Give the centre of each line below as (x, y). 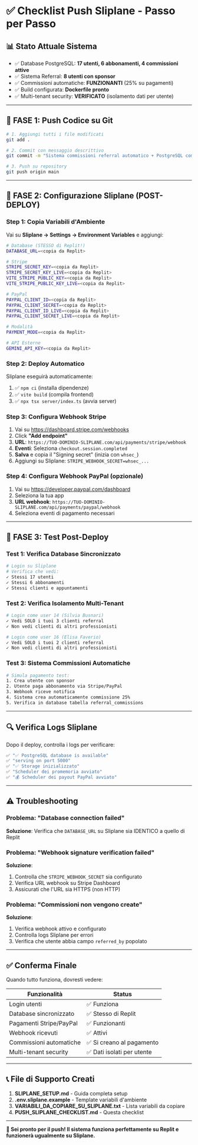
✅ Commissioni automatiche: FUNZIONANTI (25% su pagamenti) (94, 83)
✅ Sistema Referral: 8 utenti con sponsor (65, 76)
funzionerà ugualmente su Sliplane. (51, 1135)
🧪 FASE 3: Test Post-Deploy (57, 537)
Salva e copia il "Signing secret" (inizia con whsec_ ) (77, 455)
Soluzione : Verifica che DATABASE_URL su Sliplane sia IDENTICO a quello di (95, 831)
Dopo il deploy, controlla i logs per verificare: (60, 744)
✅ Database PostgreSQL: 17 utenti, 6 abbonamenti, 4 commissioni (96, 63)
